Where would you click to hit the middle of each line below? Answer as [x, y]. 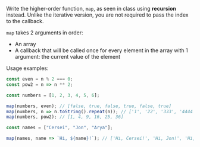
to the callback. [25, 21]
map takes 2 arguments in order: [45, 33]
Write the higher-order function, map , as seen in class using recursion [91, 9]
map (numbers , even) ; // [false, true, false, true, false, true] [89, 106]
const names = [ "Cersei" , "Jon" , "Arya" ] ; [60, 128]
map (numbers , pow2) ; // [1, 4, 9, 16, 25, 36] [65, 117]
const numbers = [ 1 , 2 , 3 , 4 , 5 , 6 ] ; [53, 95]
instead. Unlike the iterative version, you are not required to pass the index [97, 15]
